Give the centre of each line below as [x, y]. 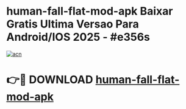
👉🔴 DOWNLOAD [50, 80]
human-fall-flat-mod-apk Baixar [90, 11]
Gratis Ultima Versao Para [73, 24]
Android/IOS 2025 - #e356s [78, 37]
